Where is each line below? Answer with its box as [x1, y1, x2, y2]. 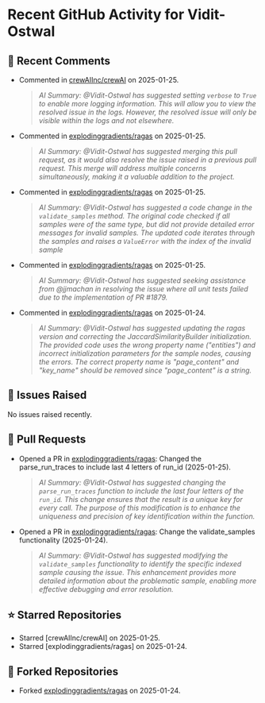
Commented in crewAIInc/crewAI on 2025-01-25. [18, 75, 179, 84]
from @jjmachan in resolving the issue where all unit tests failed [38, 284, 249, 293]
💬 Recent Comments [7, 54, 111, 68]
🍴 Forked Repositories [7, 665, 119, 678]
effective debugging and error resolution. [38, 584, 174, 593]
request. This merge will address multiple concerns [38, 164, 207, 172]
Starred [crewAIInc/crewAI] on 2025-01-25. [18, 633, 160, 643]
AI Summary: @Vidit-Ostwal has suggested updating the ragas [38, 323, 246, 333]
